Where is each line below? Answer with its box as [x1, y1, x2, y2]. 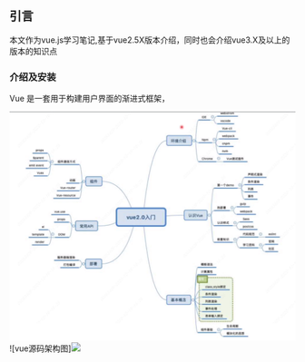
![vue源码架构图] [9, 343, 72, 354]
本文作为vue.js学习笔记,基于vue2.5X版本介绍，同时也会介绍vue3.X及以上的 [9, 34, 290, 45]
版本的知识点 [9, 45, 57, 56]
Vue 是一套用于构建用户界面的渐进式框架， [9, 93, 171, 104]
